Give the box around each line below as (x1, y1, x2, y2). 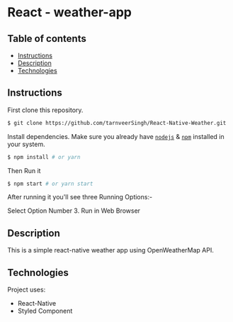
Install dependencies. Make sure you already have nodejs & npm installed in (7, 132, 225, 140)
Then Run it (7, 166, 41, 174)
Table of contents (7, 33, 86, 45)
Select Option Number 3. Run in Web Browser (7, 206, 140, 215)
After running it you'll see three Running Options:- (7, 193, 153, 201)
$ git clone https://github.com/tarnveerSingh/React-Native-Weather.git (7, 119, 227, 126)
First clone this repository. (7, 106, 84, 114)
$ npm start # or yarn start (7, 180, 93, 187)
